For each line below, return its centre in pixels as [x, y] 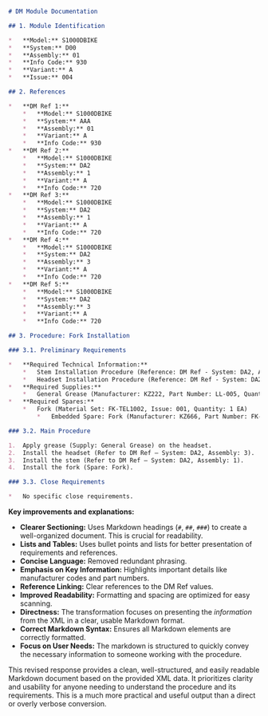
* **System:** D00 [43, 48]
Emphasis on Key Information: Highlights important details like [123, 570]
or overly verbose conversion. [57, 704]
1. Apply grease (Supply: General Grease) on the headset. [110, 445]
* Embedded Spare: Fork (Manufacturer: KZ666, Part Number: [142, 417]
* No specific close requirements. [71, 496]
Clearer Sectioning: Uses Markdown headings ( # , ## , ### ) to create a [133, 527]
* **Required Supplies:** [55, 387]
